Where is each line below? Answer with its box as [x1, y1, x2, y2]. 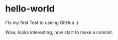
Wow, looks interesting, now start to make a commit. [5, 29, 113, 35]
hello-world [5, 3, 55, 14]
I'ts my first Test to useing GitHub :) [5, 19, 79, 25]
